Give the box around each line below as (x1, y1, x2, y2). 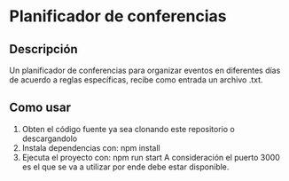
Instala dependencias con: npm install (21, 142, 161, 153)
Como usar (9, 100, 72, 115)
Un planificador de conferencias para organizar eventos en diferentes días (9, 65, 281, 75)
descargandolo (21, 133, 78, 144)
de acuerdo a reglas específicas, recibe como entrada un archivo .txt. (9, 75, 263, 85)
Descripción (9, 42, 78, 57)
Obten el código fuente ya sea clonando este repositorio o (21, 123, 235, 134)
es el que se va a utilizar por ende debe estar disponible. (21, 161, 230, 172)
